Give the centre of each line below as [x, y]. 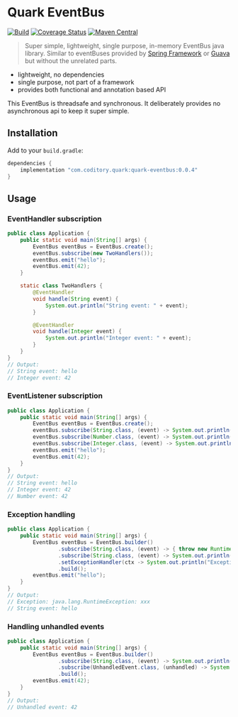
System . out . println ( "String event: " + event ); [117, 306]
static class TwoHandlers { [61, 286]
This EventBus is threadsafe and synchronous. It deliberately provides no [114, 103]
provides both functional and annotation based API [92, 89]
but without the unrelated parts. [71, 60]
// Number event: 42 [38, 496]
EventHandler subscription [55, 218]
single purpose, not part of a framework [76, 82]
